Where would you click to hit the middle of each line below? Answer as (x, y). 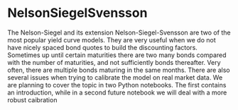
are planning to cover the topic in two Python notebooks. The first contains (117, 85)
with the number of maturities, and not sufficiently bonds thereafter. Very (114, 62)
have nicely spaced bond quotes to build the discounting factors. (102, 47)
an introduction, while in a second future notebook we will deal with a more (117, 92)
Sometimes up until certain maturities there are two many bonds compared (117, 55)
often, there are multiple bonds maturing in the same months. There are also (119, 70)
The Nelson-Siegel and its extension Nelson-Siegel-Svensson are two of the (119, 32)
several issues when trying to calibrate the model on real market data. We (115, 77)
